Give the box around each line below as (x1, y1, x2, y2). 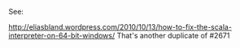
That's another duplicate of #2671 (116, 31, 230, 40)
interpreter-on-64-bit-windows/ (8, 31, 116, 40)
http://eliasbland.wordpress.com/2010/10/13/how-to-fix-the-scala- (8, 22, 232, 31)
